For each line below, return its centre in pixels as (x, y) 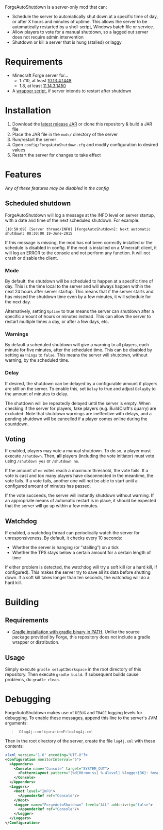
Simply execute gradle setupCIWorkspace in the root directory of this (73, 669)
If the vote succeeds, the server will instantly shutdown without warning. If (80, 495)
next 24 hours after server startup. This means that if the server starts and (79, 291)
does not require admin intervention (48, 37)
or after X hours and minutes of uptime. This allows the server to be (80, 22)
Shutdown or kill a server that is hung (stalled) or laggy (67, 42)
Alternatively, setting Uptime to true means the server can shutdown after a (80, 311)
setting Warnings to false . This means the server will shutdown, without (76, 355)
